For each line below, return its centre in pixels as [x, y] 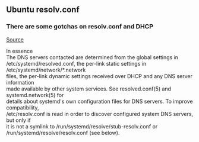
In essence [20, 51]
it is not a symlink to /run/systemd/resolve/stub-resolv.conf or [82, 126]
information [20, 82]
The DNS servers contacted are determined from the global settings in [92, 57]
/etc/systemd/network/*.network [46, 70]
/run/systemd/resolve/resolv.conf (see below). [63, 133]
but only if [18, 120]
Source [15, 39]
